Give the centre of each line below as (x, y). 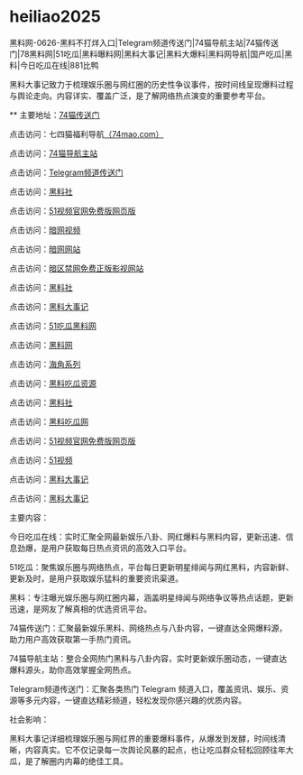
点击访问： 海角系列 (45, 364)
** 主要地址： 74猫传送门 (55, 115)
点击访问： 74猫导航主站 (54, 153)
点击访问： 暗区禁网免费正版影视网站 (77, 268)
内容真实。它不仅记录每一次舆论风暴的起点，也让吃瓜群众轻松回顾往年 (155, 750)
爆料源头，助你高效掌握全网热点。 (73, 669)
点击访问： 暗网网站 (45, 249)
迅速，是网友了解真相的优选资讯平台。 (80, 609)
